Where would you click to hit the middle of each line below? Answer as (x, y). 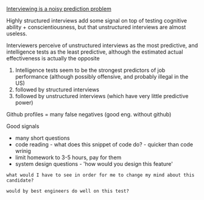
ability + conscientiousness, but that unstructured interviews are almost (96, 27)
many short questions (42, 138)
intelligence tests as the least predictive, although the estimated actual (95, 52)
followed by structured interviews (57, 90)
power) (24, 102)
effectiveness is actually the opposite (53, 58)
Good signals (23, 126)
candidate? (20, 180)
